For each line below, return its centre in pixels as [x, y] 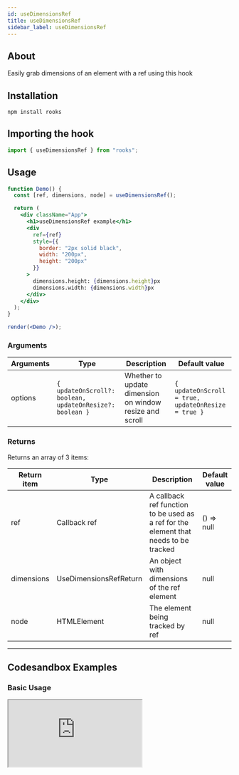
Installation [33, 96]
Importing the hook [51, 134]
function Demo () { [34, 189]
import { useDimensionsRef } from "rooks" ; [73, 150]
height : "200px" [63, 261]
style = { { [46, 241]
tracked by [167, 625]
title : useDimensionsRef [44, 21]
